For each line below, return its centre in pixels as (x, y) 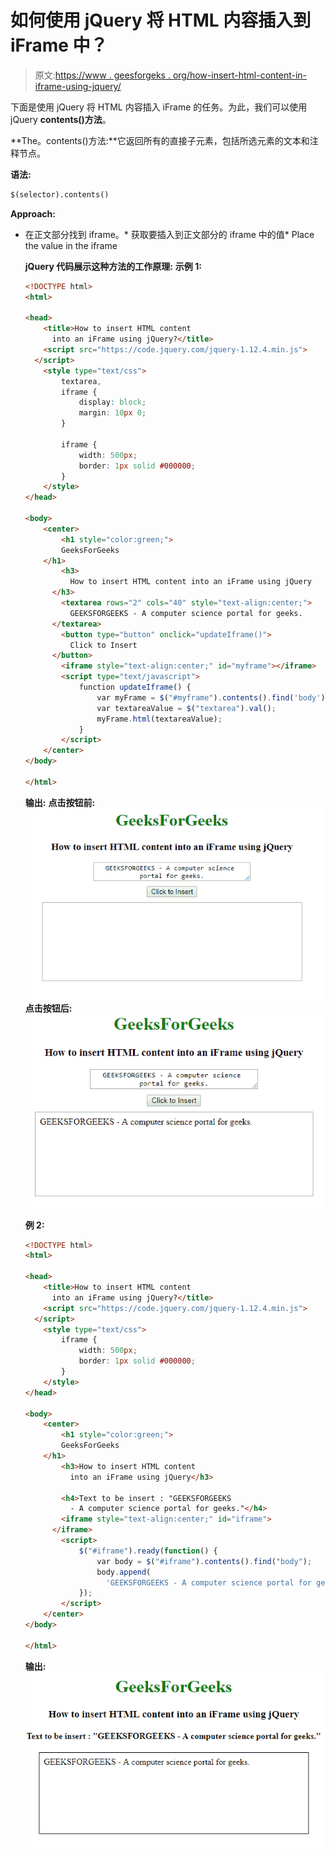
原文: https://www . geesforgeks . (102, 75)
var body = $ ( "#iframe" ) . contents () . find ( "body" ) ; (204, 1561)
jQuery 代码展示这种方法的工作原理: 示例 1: (113, 266)
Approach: (33, 213)
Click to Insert (103, 645)
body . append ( (124, 1572)
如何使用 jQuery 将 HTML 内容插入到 (161, 20)
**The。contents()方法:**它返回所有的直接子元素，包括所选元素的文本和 (160, 140)
